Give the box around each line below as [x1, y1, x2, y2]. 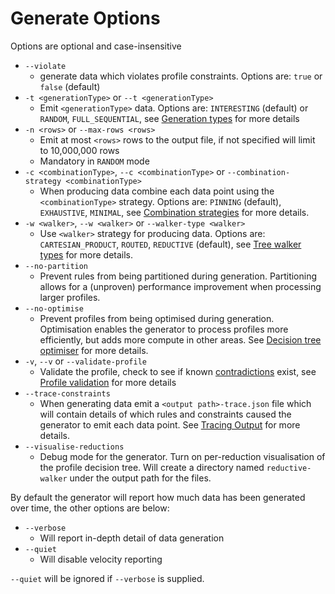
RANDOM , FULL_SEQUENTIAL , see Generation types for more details [39, 112, 300, 124]
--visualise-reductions [24, 442, 125, 452]
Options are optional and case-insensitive [10, 40, 182, 52]
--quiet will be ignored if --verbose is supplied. [10, 572, 205, 584]
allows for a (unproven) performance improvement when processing [39, 280, 322, 292]
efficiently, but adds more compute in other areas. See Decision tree [39, 333, 322, 346]
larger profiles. [39, 291, 101, 303]
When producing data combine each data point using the [39, 185, 275, 197]
